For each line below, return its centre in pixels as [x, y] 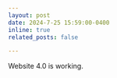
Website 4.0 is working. [46, 66]
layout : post [29, 15]
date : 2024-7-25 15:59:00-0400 [59, 23]
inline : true [29, 30]
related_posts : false [43, 37]
